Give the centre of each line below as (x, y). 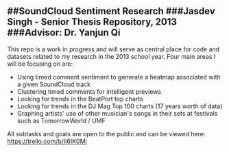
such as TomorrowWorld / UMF (61, 121)
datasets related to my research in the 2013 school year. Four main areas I (111, 56)
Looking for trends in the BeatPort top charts (80, 99)
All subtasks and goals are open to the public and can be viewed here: (106, 134)
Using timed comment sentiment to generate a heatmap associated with (119, 77)
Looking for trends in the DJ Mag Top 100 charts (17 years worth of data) (120, 106)
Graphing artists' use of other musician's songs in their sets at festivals (117, 113)
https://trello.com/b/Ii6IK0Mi (47, 141)
